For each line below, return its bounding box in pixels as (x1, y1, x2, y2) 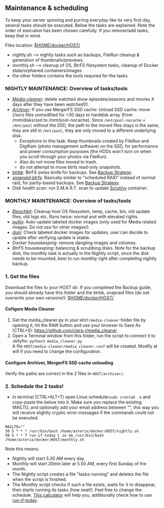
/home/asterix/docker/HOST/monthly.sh (5, 438, 84, 443)
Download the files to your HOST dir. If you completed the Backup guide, (5, 284, 152, 290)
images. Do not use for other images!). (12, 224, 90, 230)
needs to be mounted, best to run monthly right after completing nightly (12, 255, 157, 261)
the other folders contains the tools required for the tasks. (12, 72, 129, 78)
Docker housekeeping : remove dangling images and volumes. (12, 240, 137, 246)
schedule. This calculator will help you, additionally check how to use (12, 492, 152, 498)
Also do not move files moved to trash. (19, 159, 97, 165)
